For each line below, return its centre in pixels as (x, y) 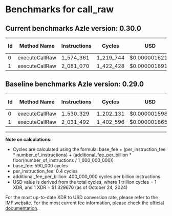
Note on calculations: (29, 139)
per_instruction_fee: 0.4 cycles (45, 171)
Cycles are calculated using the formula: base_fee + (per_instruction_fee (89, 149)
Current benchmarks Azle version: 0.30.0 (73, 28)
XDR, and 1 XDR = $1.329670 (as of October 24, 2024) (70, 187)
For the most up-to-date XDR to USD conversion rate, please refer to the (82, 197)
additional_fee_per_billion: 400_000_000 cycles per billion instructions (86, 176)
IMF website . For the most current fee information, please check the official (85, 203)
